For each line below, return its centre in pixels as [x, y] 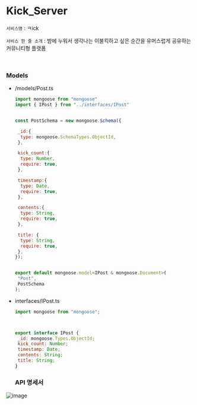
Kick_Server [37, 11]
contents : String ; [40, 355]
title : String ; [36, 360]
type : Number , [38, 159]
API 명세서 [29, 382]
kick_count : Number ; [43, 344]
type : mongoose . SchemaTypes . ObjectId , [68, 137]
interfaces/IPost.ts [37, 300]
